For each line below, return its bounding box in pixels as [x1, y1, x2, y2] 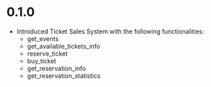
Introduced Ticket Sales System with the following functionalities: [16, 27, 205, 35]
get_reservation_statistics [26, 71, 101, 80]
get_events [26, 34, 59, 42]
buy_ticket [26, 56, 56, 65]
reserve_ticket [26, 49, 68, 58]
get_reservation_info [26, 64, 86, 72]
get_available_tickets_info [26, 42, 100, 50]
